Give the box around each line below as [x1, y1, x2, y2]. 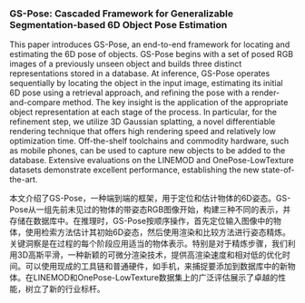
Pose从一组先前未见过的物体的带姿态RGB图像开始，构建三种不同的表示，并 [9, 204, 291, 215]
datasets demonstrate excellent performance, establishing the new [9, 164, 260, 175]
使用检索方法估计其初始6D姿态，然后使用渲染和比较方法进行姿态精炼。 [25, 227, 290, 238]
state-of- [261, 164, 295, 175]
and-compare [9, 97, 61, 108]
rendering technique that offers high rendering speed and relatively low [9, 126, 277, 137]
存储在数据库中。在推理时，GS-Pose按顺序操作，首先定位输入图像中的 [9, 216, 274, 227]
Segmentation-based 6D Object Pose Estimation [9, 18, 228, 31]
